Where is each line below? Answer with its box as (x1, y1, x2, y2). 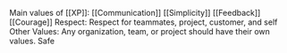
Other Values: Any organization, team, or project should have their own (9, 26, 271, 36)
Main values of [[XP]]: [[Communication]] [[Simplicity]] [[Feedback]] (9, 8, 261, 18)
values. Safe (9, 35, 55, 46)
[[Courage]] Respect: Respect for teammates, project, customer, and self (9, 17, 278, 27)
